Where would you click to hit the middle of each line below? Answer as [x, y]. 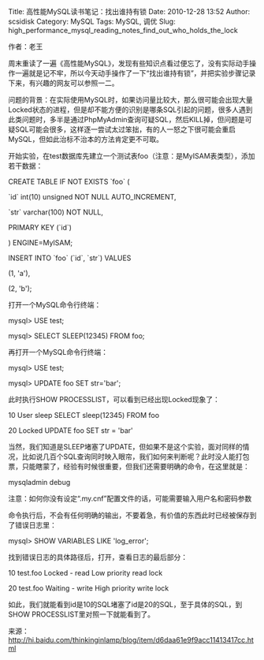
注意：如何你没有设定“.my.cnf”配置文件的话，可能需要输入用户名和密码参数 [130, 498]
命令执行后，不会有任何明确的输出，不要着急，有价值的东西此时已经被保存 [129, 515]
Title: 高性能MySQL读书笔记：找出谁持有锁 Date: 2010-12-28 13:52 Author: [129, 11]
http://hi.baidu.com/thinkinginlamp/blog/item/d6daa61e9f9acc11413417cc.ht [131, 640]
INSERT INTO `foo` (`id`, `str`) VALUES [70, 258]
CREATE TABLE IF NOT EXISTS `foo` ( [69, 181]
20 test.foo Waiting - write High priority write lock [89, 588]
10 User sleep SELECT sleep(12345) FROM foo [84, 415]
